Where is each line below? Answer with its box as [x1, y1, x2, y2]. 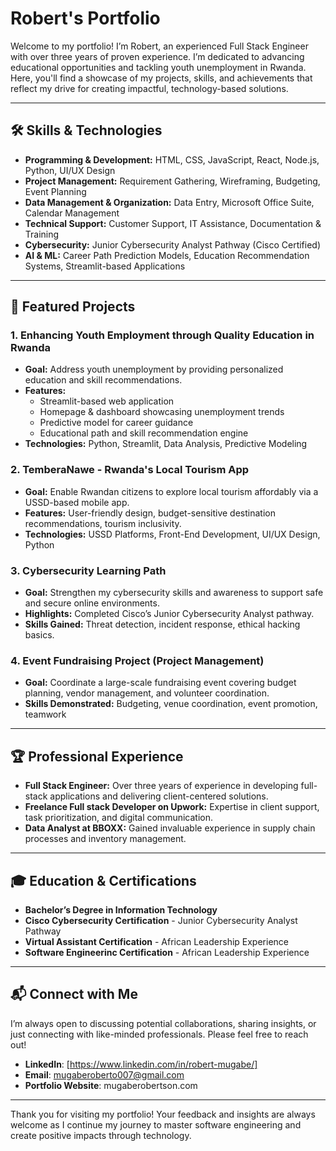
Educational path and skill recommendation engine [39, 427, 249, 439]
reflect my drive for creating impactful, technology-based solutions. [10, 82, 289, 94]
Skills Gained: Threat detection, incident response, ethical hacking [24, 618, 301, 631]
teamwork [24, 708, 67, 721]
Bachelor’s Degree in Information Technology [24, 903, 218, 916]
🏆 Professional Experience [10, 748, 184, 765]
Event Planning [24, 185, 87, 197]
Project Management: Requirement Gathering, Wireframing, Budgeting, [24, 175, 321, 187]
